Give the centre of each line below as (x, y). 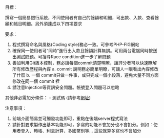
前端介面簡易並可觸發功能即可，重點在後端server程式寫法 (70, 118)
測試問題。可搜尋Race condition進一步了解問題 (63, 57)
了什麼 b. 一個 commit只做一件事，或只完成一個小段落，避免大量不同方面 (85, 75)
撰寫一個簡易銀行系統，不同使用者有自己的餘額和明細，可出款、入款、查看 (80, 18)
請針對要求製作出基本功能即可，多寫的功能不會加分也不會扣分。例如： (83, 125)
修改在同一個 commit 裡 (36, 81)
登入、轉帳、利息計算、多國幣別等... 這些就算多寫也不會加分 (81, 131)
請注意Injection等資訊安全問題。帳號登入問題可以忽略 (66, 87)
